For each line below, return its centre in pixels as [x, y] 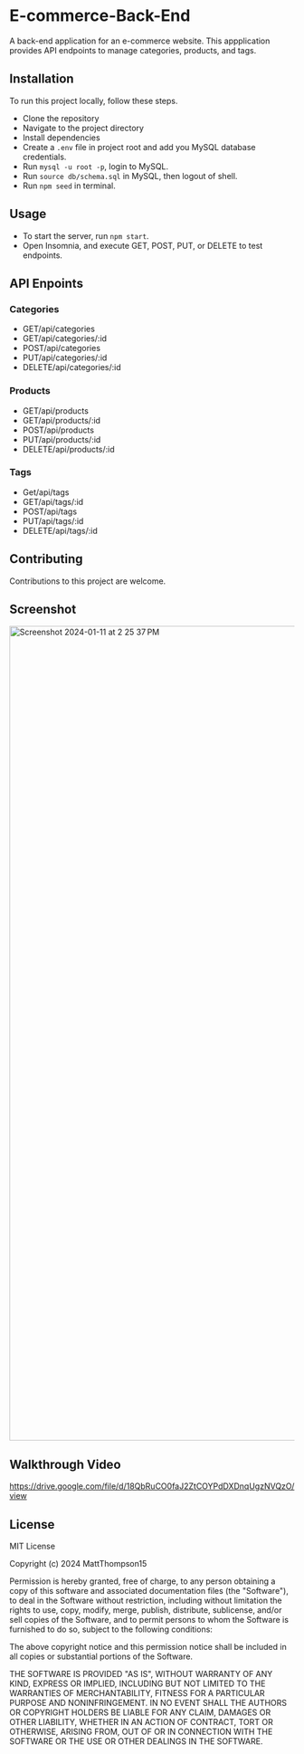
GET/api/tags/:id [53, 501]
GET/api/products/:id [62, 420]
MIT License [33, 1546]
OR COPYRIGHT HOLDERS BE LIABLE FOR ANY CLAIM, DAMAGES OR [140, 1712]
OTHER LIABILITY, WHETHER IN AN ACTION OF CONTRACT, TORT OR [141, 1722]
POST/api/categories [62, 348]
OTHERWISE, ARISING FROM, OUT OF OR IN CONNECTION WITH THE [141, 1732]
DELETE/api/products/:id [68, 449]
